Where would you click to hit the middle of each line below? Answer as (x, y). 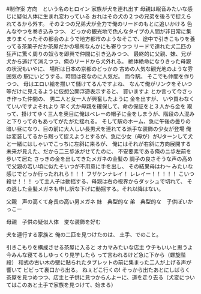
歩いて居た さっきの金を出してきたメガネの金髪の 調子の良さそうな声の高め (100, 159)
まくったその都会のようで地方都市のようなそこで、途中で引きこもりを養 (106, 39)
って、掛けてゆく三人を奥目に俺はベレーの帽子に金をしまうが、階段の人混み (100, 114)
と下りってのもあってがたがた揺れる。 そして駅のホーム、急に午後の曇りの (98, 121)
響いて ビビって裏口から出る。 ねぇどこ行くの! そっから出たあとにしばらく (98, 270)
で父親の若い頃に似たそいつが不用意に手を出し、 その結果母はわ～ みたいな (100, 166)
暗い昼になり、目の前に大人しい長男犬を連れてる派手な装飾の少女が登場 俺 (99, 129)
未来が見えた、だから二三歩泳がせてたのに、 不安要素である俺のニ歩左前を (99, 151)
